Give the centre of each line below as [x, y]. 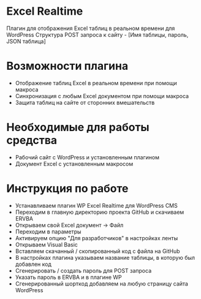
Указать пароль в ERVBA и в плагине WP [68, 277]
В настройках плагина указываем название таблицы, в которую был [105, 257]
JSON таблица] [26, 41]
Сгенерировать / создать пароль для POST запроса [83, 270]
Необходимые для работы [78, 127]
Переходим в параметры [48, 232]
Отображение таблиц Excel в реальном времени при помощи [96, 83]
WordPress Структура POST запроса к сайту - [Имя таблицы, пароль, [97, 34]
